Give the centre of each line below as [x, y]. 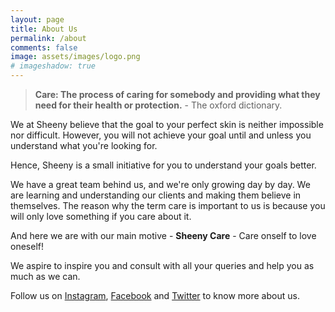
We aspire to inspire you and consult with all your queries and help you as [162, 265]
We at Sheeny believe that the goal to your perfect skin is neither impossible [167, 124]
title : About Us [44, 29]
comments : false [44, 47]
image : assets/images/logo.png [75, 57]
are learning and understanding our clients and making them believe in [156, 195]
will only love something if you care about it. [101, 216]
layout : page [37, 19]
